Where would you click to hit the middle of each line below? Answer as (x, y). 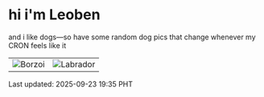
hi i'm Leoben (54, 15)
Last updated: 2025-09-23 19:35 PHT (71, 84)
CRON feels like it (37, 45)
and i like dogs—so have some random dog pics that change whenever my (132, 37)
